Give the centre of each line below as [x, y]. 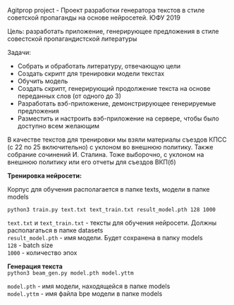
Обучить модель [43, 81]
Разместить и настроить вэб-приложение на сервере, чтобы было [118, 118]
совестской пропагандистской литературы [72, 39]
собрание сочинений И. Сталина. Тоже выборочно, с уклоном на [106, 155]
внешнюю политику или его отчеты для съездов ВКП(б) [92, 162]
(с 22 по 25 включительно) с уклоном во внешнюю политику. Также [110, 147]
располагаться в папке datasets [55, 230]
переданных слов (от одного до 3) [69, 96]
